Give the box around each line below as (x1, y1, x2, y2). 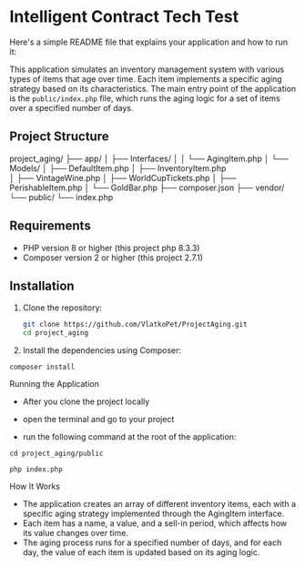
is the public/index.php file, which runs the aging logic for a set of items (9, 93, 280, 104)
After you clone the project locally (22, 396, 150, 407)
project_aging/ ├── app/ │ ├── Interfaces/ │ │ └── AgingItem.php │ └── (9, 153, 289, 164)
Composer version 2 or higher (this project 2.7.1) (22, 252, 203, 263)
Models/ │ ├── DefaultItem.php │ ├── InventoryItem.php (9, 162, 227, 174)
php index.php (9, 465, 64, 474)
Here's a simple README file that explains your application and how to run (9, 36, 289, 47)
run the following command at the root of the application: (22, 431, 237, 442)
